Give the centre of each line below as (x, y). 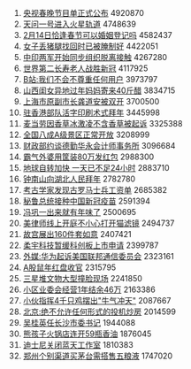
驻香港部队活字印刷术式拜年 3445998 (91, 112)
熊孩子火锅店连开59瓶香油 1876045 (87, 334)
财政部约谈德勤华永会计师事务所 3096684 (99, 146)
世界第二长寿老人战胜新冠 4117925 (85, 68)
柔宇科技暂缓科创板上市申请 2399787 (91, 245)
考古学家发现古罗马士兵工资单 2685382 (95, 190)
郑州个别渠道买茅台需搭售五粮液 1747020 (98, 356)
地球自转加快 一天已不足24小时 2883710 (96, 168)
